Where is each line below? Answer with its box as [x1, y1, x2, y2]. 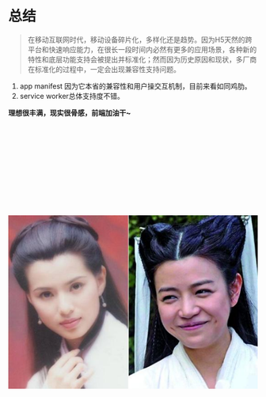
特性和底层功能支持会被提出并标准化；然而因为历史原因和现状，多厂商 [27, 55, 257, 64]
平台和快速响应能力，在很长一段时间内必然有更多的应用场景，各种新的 [27, 44, 257, 54]
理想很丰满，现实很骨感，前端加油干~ [8, 108, 131, 117]
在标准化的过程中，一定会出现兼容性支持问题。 [27, 64, 180, 74]
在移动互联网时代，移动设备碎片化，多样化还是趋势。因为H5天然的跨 [27, 35, 253, 44]
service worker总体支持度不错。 [19, 91, 125, 100]
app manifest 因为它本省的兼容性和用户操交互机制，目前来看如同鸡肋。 [19, 81, 252, 91]
